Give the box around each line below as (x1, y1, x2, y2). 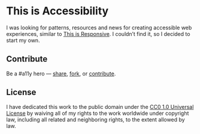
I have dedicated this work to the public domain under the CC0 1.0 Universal (6, 103, 194, 110)
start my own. (6, 36, 40, 44)
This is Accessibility (6, 4, 109, 18)
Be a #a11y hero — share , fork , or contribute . (6, 70, 116, 77)
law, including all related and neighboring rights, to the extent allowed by (6, 115, 185, 123)
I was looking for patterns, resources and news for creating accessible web (6, 24, 192, 31)
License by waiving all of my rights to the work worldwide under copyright (6, 109, 189, 117)
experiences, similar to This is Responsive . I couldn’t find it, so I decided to (6, 30, 190, 37)
